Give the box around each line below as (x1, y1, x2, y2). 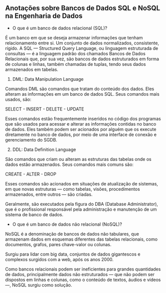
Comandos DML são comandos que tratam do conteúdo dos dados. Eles (5, 86, 155, 92)
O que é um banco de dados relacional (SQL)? (12, 25, 108, 31)
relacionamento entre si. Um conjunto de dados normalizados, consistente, (5, 40, 160, 46)
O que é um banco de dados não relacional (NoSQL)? (12, 221, 122, 227)
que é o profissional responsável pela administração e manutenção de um (5, 206, 157, 212)
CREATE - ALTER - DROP (5, 171, 56, 177)
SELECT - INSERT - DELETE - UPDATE (5, 106, 84, 112)
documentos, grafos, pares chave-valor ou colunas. (5, 241, 112, 247)
